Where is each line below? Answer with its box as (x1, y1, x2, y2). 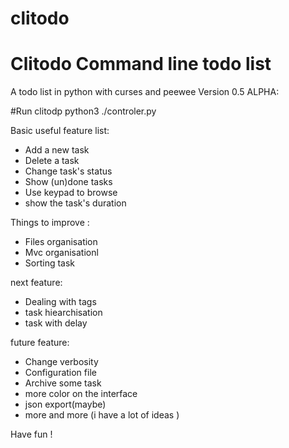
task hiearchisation (24, 307, 103, 319)
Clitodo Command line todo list (10, 53, 272, 76)
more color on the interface (24, 388, 138, 400)
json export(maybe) (24, 398, 107, 411)
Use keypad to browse (24, 187, 118, 199)
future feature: (10, 337, 70, 349)
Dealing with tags (24, 296, 97, 308)
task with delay (24, 317, 88, 329)
